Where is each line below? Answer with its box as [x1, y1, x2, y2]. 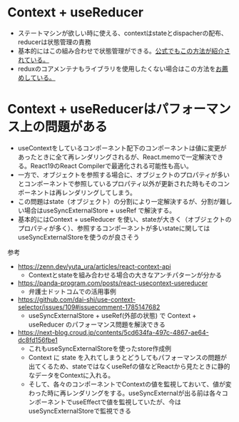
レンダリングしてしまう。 [61, 188, 137, 197]
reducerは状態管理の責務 [17, 37, 91, 46]
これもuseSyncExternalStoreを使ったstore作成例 [28, 344, 171, 353]
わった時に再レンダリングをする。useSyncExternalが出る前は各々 [28, 388, 223, 397]
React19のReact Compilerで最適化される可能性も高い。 [30, 161, 193, 170]
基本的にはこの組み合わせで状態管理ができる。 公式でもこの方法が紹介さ [17, 46, 230, 55]
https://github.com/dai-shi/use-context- [17, 295, 136, 304]
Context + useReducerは [7, 101, 156, 118]
